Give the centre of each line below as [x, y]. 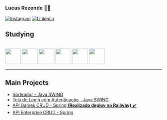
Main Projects [27, 83]
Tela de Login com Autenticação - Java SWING [61, 100]
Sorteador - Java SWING [38, 94]
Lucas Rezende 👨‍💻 [28, 8]
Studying [20, 34]
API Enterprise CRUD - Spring [43, 112]
